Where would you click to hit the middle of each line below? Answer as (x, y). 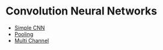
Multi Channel (32, 40)
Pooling (24, 34)
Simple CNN (29, 28)
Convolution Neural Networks (81, 11)
